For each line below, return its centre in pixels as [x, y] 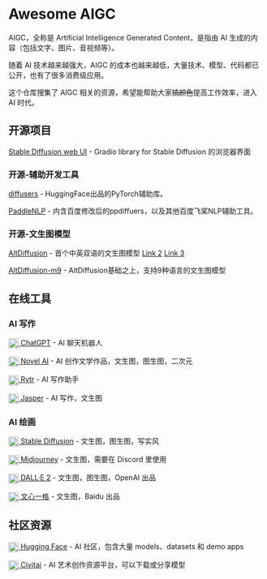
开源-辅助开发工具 [44, 174]
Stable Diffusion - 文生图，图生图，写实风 [90, 441]
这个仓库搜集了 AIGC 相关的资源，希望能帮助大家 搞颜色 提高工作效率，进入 [133, 92]
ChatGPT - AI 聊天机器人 [61, 343]
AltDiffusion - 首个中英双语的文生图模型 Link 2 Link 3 [97, 253]
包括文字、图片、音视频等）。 [71, 47]
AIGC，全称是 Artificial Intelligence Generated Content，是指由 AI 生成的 [130, 37]
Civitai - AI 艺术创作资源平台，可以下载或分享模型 [103, 564]
